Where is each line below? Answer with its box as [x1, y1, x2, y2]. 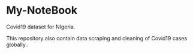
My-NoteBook [6, 4, 78, 17]
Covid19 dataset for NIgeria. [6, 23, 76, 30]
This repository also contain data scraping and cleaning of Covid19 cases [6, 34, 188, 42]
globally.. [6, 41, 29, 48]
